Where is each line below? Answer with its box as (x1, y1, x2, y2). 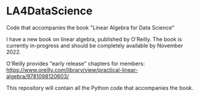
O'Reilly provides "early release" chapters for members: (6, 60, 145, 67)
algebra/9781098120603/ (6, 72, 69, 80)
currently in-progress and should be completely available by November (6, 42, 183, 49)
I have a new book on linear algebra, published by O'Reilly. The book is (6, 35, 182, 43)
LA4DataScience (6, 4, 93, 18)
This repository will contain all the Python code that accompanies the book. (6, 84, 194, 91)
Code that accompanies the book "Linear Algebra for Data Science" (6, 24, 175, 31)
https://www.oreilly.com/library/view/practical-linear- (6, 66, 139, 73)
